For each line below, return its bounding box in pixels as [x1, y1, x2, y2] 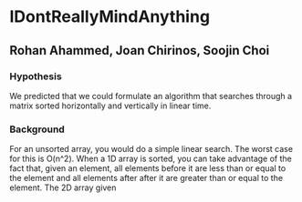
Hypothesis [9, 70, 62, 83]
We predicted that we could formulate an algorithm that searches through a [9, 90, 293, 101]
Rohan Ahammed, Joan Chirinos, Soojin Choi [9, 43, 270, 58]
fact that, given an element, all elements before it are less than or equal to [9, 163, 286, 174]
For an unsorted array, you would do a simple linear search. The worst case [9, 144, 294, 155]
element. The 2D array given [9, 182, 117, 193]
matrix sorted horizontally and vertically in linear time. [9, 100, 212, 111]
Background [9, 123, 66, 136]
